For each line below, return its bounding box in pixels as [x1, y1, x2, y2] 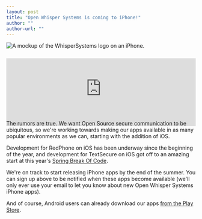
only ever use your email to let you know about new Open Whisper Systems [6, 182, 194, 189]
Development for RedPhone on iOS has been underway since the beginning [6, 144, 194, 151]
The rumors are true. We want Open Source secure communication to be [6, 120, 187, 127]
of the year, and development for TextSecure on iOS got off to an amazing [6, 151, 189, 158]
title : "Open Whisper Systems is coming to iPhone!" [6, 14, 141, 21]
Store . [6, 206, 22, 214]
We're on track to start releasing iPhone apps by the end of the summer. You [6, 169, 196, 176]
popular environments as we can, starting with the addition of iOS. [6, 133, 170, 140]
